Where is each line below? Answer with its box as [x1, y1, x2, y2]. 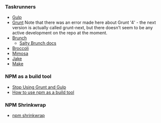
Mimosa [12, 51, 28, 56]
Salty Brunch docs [19, 40, 57, 46]
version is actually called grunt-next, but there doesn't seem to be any [12, 25, 153, 31]
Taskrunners [5, 3, 36, 10]
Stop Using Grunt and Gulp [12, 84, 67, 90]
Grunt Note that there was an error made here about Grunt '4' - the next [12, 19, 156, 25]
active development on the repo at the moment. [12, 30, 108, 36]
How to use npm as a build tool [12, 89, 74, 95]
